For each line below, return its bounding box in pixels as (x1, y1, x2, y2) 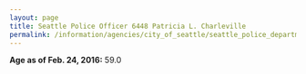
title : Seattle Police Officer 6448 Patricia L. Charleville (9, 22, 247, 31)
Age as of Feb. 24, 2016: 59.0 (9, 55, 122, 66)
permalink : (9, 30, 51, 39)
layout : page (9, 13, 59, 23)
